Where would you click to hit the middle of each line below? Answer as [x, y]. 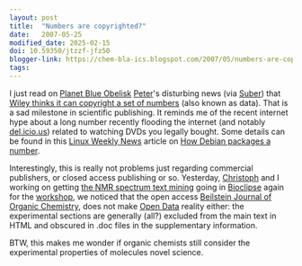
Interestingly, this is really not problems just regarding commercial [131, 168]
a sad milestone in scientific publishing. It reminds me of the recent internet [149, 112]
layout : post [34, 18]
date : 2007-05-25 [46, 34]
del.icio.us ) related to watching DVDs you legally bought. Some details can [147, 131]
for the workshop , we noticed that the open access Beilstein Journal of [141, 196]
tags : [19, 68]
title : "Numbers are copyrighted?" [78, 26]
